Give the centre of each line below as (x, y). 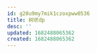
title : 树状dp (26, 20)
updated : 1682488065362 (41, 33)
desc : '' (19, 26)
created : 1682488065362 (41, 39)
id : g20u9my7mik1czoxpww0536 (48, 13)
